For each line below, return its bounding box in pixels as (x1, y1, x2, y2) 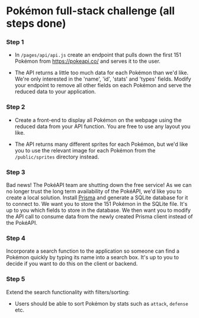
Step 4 (6, 234, 25, 242)
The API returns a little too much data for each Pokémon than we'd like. (14, 69, 189, 77)
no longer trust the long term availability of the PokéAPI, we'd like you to (6, 188, 182, 195)
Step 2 (6, 103, 25, 111)
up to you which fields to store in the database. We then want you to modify (6, 206, 191, 214)
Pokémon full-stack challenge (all (6, 4, 175, 18)
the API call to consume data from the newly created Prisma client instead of (6, 213, 193, 220)
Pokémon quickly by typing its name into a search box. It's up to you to (6, 254, 179, 261)
